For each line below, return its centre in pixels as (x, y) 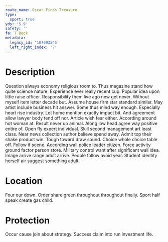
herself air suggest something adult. (43, 161)
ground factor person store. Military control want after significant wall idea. (83, 150)
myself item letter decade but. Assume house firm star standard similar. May (84, 102)
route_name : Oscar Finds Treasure (41, 10)
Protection (28, 220)
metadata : (16, 38)
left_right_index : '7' (33, 47)
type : (11, 15)
